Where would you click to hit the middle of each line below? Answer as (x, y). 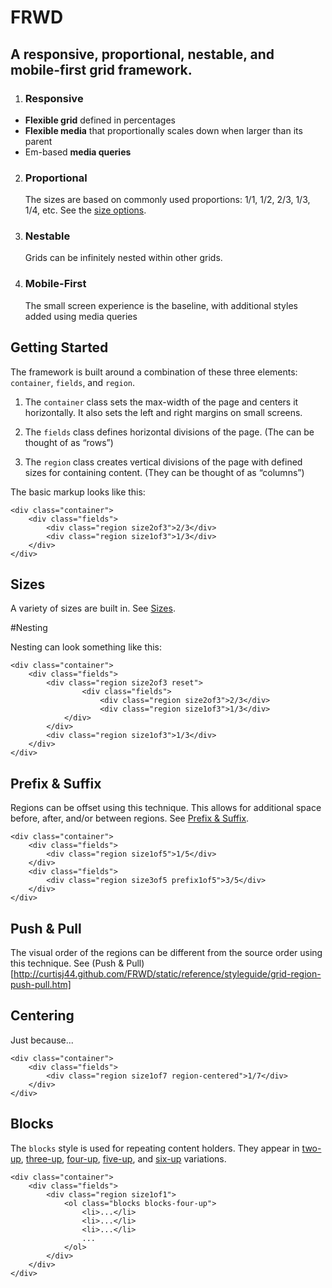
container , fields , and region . (72, 382)
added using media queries (81, 316)
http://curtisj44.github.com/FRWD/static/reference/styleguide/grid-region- (167, 974)
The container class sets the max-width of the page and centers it (161, 402)
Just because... (42, 1040)
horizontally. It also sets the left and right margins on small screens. (163, 412)
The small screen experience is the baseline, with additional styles (161, 305)
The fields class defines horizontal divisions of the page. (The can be (169, 432)
